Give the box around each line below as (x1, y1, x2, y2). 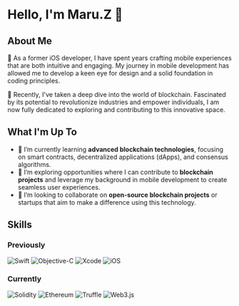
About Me (7, 35, 52, 47)
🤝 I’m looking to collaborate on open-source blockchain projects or (17, 190, 218, 199)
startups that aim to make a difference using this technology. (17, 198, 196, 206)
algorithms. (17, 160, 51, 168)
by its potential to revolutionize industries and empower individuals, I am (7, 98, 220, 106)
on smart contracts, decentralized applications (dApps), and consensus (17, 153, 228, 161)
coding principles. (7, 76, 61, 85)
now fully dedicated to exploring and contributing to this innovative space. (7, 106, 226, 113)
